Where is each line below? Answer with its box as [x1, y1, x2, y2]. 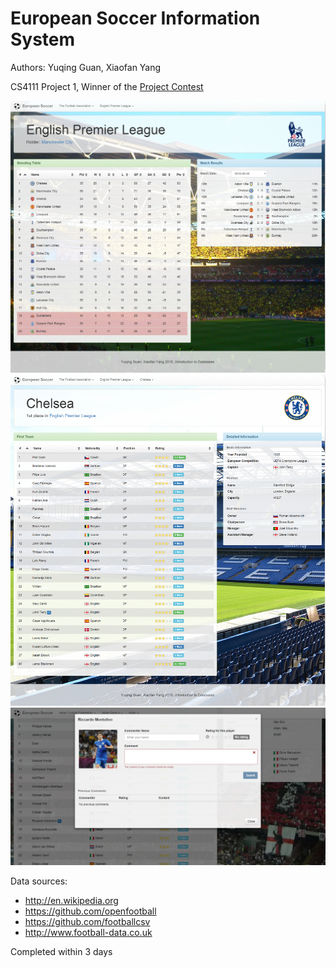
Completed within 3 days [10, 945, 113, 957]
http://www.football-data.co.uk [24, 926, 153, 938]
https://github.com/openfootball [24, 905, 157, 917]
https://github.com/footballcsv [24, 915, 151, 927]
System [10, 28, 76, 51]
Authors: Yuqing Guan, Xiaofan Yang [10, 61, 162, 73]
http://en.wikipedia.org [24, 894, 119, 906]
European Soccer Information [10, 7, 261, 30]
